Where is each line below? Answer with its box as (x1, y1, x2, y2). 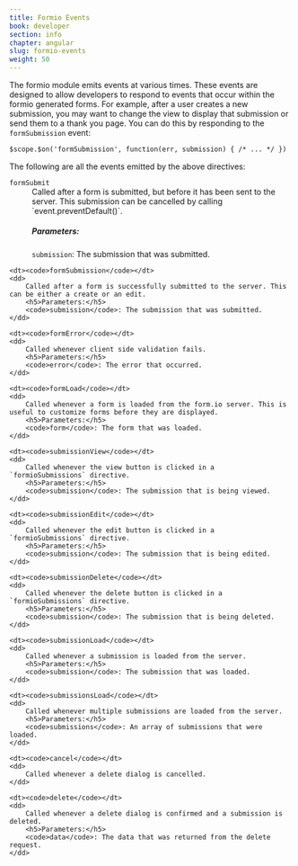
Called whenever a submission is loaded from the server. (25, 651, 247, 661)
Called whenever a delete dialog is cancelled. (25, 770, 206, 779)
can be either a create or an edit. (9, 290, 146, 299)
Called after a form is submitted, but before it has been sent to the (31, 186, 276, 197)
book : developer (9, 22, 70, 31)
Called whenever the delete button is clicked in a (25, 588, 223, 598)
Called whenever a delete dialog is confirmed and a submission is (25, 808, 283, 818)
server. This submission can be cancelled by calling (31, 195, 223, 207)
